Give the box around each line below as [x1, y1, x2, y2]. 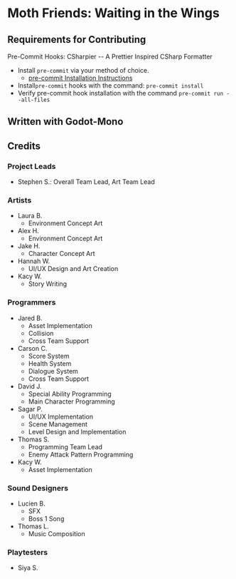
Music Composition [28, 529, 85, 538]
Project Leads [7, 161, 56, 171]
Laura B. [17, 212, 43, 220]
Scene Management [28, 419, 87, 429]
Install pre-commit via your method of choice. [17, 66, 149, 74]
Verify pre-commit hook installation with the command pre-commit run [17, 89, 224, 97]
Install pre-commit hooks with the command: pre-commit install [17, 81, 204, 90]
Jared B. [17, 314, 43, 322]
